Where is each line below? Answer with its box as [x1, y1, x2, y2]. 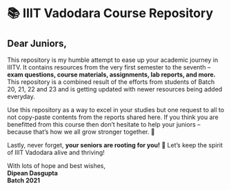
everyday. [7, 92, 36, 101]
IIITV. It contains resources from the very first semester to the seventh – [7, 63, 211, 71]
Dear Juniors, [7, 37, 67, 49]
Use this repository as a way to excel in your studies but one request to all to [7, 106, 225, 114]
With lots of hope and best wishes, [7, 162, 106, 169]
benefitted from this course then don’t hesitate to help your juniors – [7, 120, 201, 128]
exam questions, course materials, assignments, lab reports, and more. [7, 70, 216, 78]
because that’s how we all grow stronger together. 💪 [7, 128, 155, 136]
